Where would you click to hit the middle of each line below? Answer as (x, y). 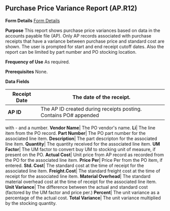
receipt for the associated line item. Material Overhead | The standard (78, 176)
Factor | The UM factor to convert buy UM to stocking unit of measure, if (80, 149)
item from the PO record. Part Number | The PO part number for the (75, 133)
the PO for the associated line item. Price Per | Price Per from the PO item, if (84, 160)
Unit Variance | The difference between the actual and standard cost (77, 187)
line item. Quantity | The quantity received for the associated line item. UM (83, 144)
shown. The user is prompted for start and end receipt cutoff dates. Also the (85, 46)
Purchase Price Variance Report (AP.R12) (71, 8)
